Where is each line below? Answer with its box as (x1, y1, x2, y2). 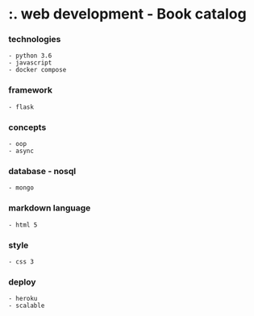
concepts (8, 122, 47, 133)
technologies (8, 34, 61, 45)
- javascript (8, 59, 52, 67)
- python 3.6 (8, 52, 52, 60)
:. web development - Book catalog (8, 5, 248, 23)
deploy (8, 276, 36, 287)
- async (8, 147, 35, 156)
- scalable (8, 301, 45, 310)
